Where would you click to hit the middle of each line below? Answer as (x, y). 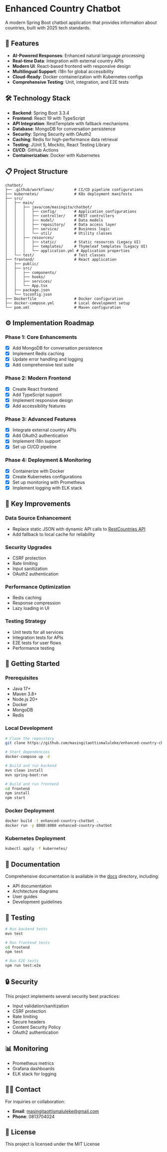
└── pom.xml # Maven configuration (63, 308)
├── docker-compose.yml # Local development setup (68, 303)
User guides (25, 897)
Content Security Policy (37, 1027)
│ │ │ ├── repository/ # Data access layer (61, 225)
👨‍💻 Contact (23, 1089)
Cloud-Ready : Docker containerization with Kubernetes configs (78, 77)
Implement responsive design (42, 400)
